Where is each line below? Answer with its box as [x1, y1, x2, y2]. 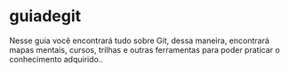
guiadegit [9, 6, 82, 26]
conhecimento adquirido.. [9, 54, 104, 64]
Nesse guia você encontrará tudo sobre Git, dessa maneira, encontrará [9, 35, 269, 46]
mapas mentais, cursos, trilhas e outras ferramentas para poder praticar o [9, 44, 280, 55]
